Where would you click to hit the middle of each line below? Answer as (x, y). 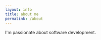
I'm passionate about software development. (51, 33)
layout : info (19, 10)
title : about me (22, 14)
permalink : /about (24, 19)
